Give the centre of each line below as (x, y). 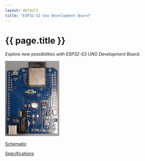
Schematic (16, 144)
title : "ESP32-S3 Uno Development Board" (48, 16)
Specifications (20, 154)
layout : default (22, 10)
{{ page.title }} (35, 41)
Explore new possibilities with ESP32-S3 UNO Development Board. (73, 54)
